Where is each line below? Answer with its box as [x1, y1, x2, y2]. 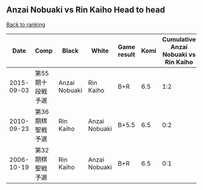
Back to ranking [6, 21, 45, 28]
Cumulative [162, 35, 196, 43]
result [117, 50, 135, 59]
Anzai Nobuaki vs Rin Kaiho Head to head [6, 5, 165, 15]
